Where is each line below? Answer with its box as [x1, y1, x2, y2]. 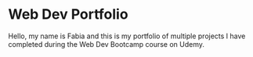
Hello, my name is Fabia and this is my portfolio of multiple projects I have [8, 31, 246, 41]
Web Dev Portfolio [8, 5, 128, 23]
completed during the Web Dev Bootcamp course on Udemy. [8, 39, 205, 48]
